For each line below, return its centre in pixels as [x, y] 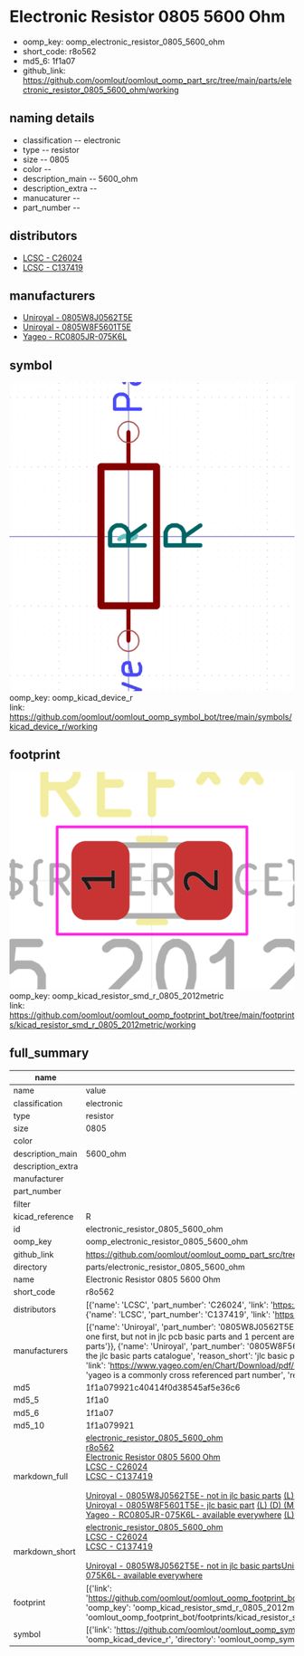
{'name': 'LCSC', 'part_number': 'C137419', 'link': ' [180, 1314]
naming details [52, 118]
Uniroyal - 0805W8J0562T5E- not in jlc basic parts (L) [190, 1496]
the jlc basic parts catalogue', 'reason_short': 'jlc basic [186, 1355]
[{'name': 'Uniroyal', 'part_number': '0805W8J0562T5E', [192, 1326]
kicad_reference [43, 1216]
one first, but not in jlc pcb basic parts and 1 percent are [190, 1336]
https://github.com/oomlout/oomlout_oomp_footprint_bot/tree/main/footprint [152, 1015]
